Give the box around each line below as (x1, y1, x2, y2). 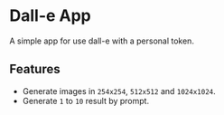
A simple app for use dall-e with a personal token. (9, 35, 194, 46)
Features (9, 62, 61, 77)
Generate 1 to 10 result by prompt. (22, 95, 150, 106)
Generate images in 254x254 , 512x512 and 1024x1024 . (22, 85, 217, 96)
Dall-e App (9, 5, 92, 26)
